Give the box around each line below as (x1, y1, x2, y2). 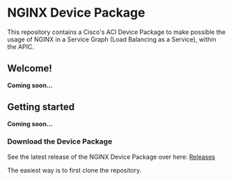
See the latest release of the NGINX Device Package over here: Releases (7, 153, 216, 161)
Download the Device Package (7, 137, 113, 146)
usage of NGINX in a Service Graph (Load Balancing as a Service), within (7, 35, 217, 43)
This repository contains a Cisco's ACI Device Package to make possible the (7, 28, 226, 36)
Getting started (7, 101, 75, 113)
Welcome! (7, 62, 52, 74)
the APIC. (7, 42, 35, 51)
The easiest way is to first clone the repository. (7, 166, 142, 174)
